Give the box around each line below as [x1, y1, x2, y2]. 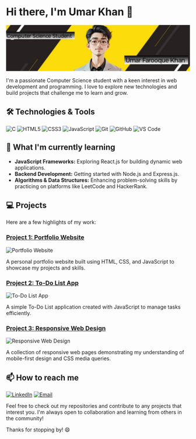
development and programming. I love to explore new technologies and [6, 83, 177, 90]
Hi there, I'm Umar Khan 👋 [6, 5, 134, 19]
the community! [6, 415, 44, 422]
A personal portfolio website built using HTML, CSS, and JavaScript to [6, 258, 175, 265]
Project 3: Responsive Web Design [6, 324, 106, 332]
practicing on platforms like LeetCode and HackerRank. [14, 182, 148, 189]
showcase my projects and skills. [6, 264, 86, 271]
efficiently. [6, 309, 32, 316]
